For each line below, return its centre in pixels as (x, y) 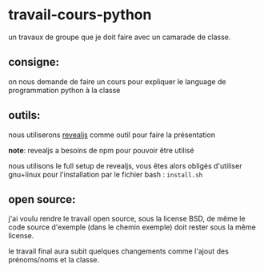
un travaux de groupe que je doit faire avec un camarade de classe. (120, 37)
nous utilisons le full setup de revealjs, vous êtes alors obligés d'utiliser (125, 165)
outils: (24, 115)
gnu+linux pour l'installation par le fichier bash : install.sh (106, 174)
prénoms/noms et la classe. (54, 260)
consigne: (34, 62)
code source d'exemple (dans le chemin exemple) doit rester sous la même (132, 227)
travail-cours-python (80, 15)
